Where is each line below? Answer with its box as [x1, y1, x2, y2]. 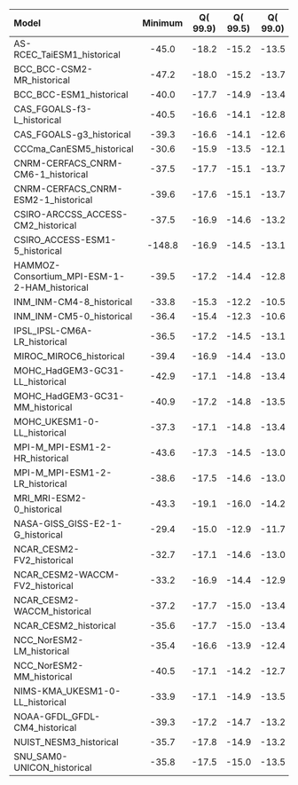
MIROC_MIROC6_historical [13, 350, 126, 362]
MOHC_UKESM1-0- [13, 416, 100, 428]
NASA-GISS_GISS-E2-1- [13, 518, 122, 530]
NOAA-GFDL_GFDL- [13, 710, 100, 722]
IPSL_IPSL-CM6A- [13, 325, 93, 336]
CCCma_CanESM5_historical [13, 143, 135, 154]
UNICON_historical [13, 762, 92, 773]
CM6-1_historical [13, 169, 89, 180]
